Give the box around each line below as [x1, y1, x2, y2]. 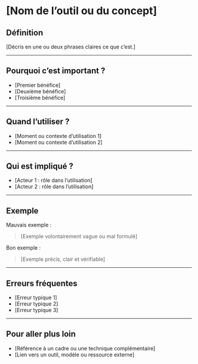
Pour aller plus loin [6, 329, 76, 339]
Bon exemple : [6, 244, 41, 251]
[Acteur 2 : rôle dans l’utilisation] [14, 183, 94, 190]
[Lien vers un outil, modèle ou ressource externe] [14, 351, 134, 358]
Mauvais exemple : [6, 221, 52, 228]
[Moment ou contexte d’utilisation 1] [14, 132, 102, 139]
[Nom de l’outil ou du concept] [6, 4, 157, 18]
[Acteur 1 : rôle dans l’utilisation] [14, 177, 93, 184]
